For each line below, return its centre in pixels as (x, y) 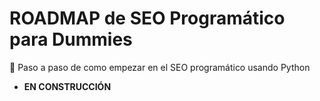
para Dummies (71, 39)
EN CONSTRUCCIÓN (67, 86)
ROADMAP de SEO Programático (147, 18)
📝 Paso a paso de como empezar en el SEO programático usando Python (160, 67)
